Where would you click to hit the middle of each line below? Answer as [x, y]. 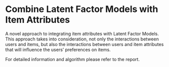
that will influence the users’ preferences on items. [58, 49]
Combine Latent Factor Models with [82, 9]
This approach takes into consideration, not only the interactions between [82, 39]
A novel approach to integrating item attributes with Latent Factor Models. [82, 33]
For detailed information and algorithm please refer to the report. [73, 59]
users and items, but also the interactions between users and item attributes [85, 44]
